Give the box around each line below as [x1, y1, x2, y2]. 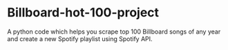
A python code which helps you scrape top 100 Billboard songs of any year [7, 27, 221, 36]
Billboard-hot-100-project [7, 5, 160, 21]
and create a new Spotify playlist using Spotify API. [7, 34, 153, 42]
